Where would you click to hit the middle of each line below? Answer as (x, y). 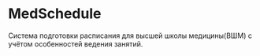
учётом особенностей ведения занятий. (76, 43)
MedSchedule (55, 14)
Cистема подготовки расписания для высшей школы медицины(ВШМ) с (130, 35)
